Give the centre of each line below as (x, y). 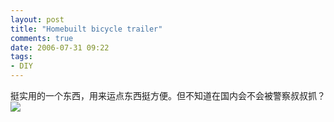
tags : (21, 57)
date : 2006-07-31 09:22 (60, 47)
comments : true (42, 38)
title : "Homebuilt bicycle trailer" (86, 29)
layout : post (37, 19)
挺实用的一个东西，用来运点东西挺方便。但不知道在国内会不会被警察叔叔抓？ (168, 95)
